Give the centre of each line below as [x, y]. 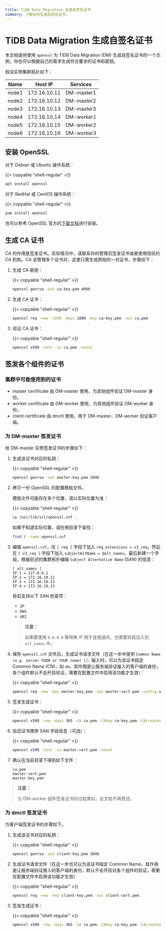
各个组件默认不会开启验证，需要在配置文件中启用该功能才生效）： [79, 673]
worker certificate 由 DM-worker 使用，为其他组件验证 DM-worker [80, 404]
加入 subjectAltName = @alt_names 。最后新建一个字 [107, 553]
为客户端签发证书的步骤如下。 [35, 824]
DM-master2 [81, 101]
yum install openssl [27, 213]
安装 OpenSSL [27, 152]
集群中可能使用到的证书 [33, 379]
